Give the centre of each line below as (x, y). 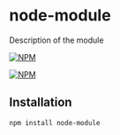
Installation (41, 103)
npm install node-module (55, 123)
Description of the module (56, 40)
